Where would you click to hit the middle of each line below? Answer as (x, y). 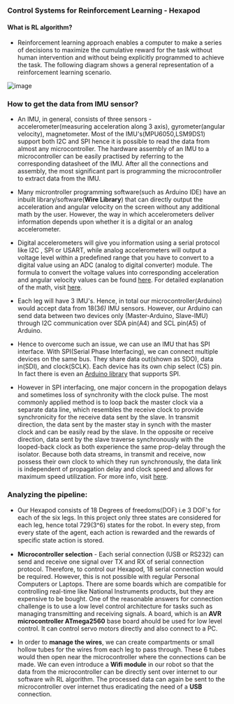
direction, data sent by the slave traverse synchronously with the (110, 440)
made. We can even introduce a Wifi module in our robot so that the (116, 664)
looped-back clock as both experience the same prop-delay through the (121, 447)
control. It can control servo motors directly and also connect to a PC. (117, 628)
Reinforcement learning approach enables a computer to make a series (119, 43)
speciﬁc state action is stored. (61, 540)
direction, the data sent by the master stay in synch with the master (114, 424)
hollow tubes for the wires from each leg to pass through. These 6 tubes (121, 649)
